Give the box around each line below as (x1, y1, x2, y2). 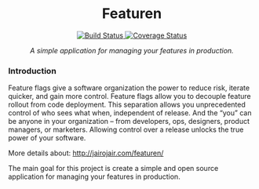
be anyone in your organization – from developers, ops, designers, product (8, 117, 250, 126)
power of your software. (8, 133, 86, 143)
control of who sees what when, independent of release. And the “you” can (8, 108, 252, 118)
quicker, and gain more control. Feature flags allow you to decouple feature (8, 92, 251, 101)
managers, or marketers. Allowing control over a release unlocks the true (8, 125, 244, 134)
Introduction (8, 65, 57, 76)
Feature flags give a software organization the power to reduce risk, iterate (8, 83, 250, 93)
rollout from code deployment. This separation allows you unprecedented (8, 100, 246, 110)
